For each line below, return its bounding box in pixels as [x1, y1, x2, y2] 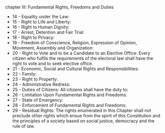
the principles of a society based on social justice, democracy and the [12, 118, 155, 124]
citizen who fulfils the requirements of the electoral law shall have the [12, 55, 154, 61]
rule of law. [12, 123, 35, 129]
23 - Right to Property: [12, 76, 58, 82]
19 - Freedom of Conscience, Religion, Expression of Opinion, [12, 40, 137, 46]
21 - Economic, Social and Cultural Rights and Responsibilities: [12, 66, 139, 72]
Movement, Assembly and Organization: [12, 45, 94, 51]
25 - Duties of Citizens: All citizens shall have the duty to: [12, 87, 129, 92]
